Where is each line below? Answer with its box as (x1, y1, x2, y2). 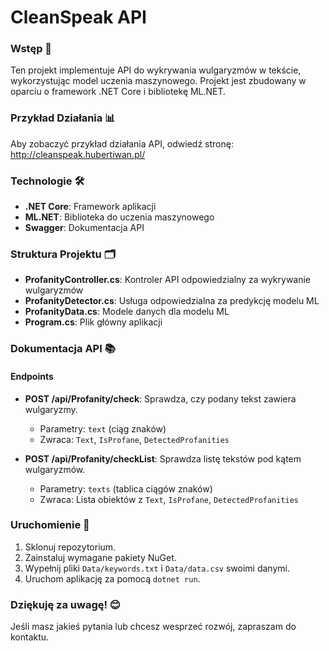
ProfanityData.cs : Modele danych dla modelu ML (24, 306, 230, 318)
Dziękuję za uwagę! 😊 (10, 597, 121, 611)
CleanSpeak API (10, 6, 147, 29)
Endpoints (10, 370, 54, 382)
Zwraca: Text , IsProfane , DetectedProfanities (39, 433, 230, 445)
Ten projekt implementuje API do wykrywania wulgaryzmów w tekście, (10, 64, 302, 76)
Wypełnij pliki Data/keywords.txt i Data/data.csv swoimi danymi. (24, 562, 290, 574)
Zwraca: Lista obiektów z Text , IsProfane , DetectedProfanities (39, 493, 300, 505)
